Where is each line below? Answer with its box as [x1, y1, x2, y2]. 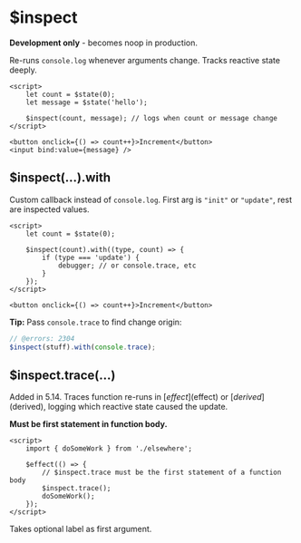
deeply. [9, 64, 38, 75]
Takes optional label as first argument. [9, 524, 152, 535]
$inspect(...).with [9, 170, 112, 186]
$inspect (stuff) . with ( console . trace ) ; [9, 343, 156, 352]
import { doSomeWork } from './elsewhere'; [25, 444, 193, 453]
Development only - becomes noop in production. [9, 37, 198, 48]
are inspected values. [9, 203, 90, 215]
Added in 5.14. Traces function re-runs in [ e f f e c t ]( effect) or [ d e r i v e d [9, 392, 262, 402]
